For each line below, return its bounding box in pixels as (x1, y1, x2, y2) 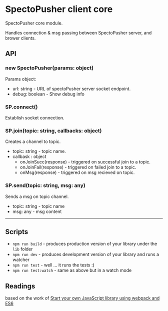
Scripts (5, 227, 28, 236)
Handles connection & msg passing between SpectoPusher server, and (5, 29, 152, 35)
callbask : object (12, 153, 46, 159)
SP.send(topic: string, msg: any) (5, 182, 86, 189)
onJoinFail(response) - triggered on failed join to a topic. (19, 164, 136, 170)
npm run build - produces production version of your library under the (12, 241, 157, 247)
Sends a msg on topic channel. (5, 193, 69, 199)
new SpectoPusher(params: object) (5, 64, 94, 71)
